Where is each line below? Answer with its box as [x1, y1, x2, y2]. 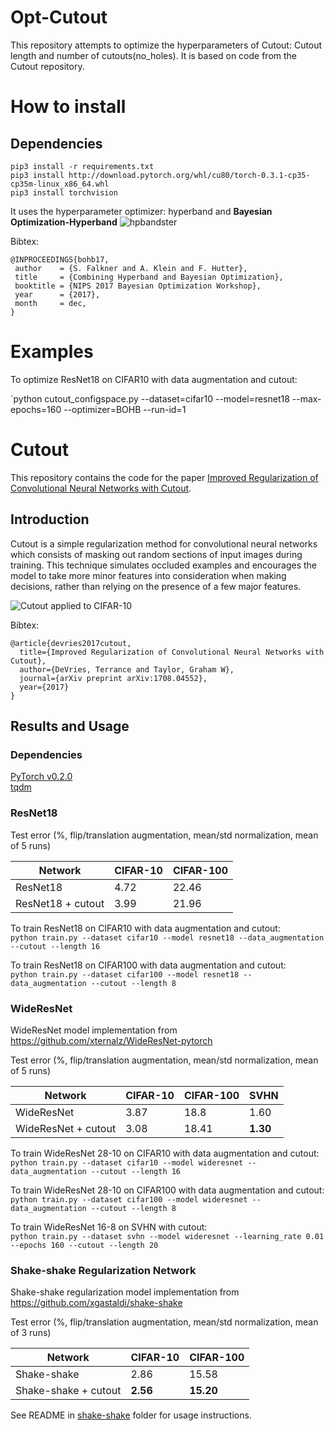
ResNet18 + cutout [15, 896, 105, 910]
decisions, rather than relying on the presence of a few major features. [10, 580, 302, 592]
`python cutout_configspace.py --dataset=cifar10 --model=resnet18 [10, 392, 290, 405]
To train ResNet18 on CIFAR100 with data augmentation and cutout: [10, 959, 287, 971]
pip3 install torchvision [10, 187, 118, 198]
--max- [291, 392, 322, 405]
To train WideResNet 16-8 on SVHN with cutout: [10, 1221, 208, 1233]
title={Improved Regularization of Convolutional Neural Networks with [19, 647, 325, 657]
